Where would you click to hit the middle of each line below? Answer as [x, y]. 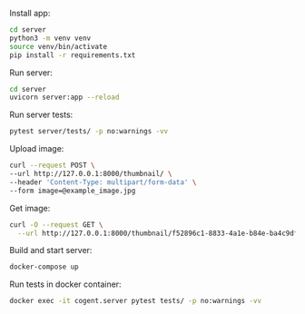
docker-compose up [44, 267]
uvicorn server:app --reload [64, 98]
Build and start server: [51, 250]
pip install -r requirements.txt [73, 55]
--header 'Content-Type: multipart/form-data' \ [103, 182]
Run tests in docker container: [65, 284]
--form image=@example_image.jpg [73, 191]
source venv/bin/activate [58, 46]
